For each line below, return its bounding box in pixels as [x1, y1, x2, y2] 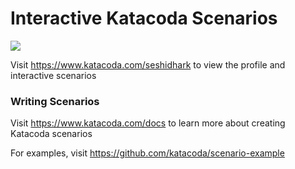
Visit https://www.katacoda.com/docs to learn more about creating [10, 117, 286, 129]
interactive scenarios [10, 69, 97, 81]
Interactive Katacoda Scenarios [10, 7, 278, 30]
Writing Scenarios [10, 94, 100, 108]
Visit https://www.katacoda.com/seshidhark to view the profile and [10, 58, 286, 71]
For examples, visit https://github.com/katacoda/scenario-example [10, 147, 285, 159]
